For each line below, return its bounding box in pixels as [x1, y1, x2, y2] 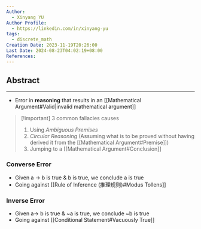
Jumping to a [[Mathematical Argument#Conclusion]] [29, 145, 162, 152]
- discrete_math [11, 36, 52, 42]
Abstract [6, 75, 40, 86]
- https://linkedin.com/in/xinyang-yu [11, 25, 109, 32]
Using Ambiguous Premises [29, 126, 98, 133]
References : [6, 53, 36, 59]
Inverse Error [6, 196, 45, 204]
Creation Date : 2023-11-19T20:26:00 [6, 42, 98, 48]
